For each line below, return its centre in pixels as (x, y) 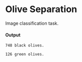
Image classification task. (32, 23)
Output (13, 35)
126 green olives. (25, 54)
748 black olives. (25, 46)
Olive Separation (41, 9)
